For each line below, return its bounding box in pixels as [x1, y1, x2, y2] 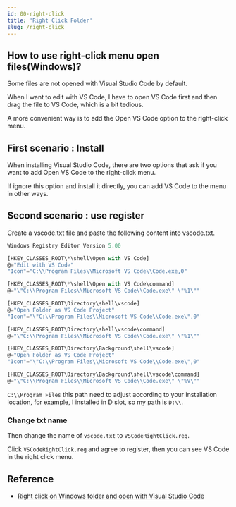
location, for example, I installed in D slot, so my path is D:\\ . [7, 398, 183, 406]
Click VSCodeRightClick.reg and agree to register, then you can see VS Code [7, 445, 230, 453]
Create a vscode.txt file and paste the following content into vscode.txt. [7, 228, 216, 237]
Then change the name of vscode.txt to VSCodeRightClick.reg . [7, 432, 190, 440]
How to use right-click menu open [7, 49, 160, 61]
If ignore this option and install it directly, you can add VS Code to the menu [7, 182, 227, 190]
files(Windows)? [7, 61, 82, 73]
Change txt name [7, 415, 68, 425]
